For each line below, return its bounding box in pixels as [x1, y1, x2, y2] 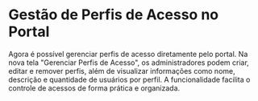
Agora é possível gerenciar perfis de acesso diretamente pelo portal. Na [8, 49, 248, 59]
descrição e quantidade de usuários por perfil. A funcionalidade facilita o [8, 75, 251, 84]
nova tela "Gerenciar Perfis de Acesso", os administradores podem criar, [8, 58, 250, 67]
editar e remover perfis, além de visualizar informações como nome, [8, 66, 235, 75]
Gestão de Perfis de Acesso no [8, 6, 219, 24]
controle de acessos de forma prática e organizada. [8, 83, 181, 93]
